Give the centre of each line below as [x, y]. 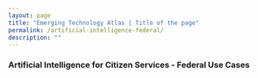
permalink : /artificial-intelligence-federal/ [86, 30]
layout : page [30, 15]
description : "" [35, 37]
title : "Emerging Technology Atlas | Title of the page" [104, 23]
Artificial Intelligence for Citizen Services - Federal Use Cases [129, 65]
